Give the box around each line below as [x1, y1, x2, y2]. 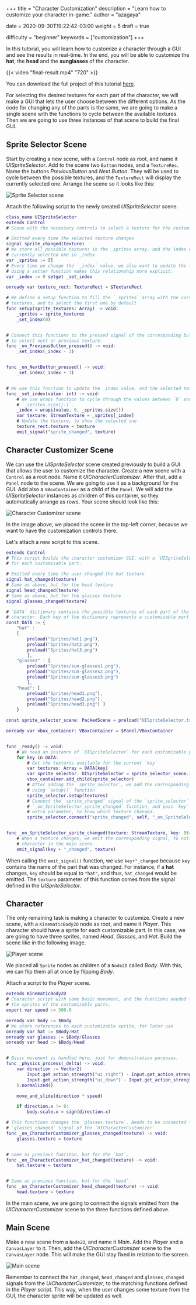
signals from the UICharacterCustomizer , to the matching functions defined [6, 1279, 188, 1287]
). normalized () [16, 1083, 54, 1088]
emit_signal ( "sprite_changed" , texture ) [16, 429, 116, 435]
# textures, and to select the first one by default [6, 300, 137, 306]
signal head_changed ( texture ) [6, 587, 80, 593]
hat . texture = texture [16, 1162, 72, 1169]
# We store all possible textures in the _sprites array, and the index [6, 246, 187, 252]
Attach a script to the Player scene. [6, 979, 91, 987]
